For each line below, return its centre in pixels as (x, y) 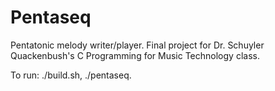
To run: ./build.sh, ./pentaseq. (71, 75)
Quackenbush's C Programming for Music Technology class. (135, 55)
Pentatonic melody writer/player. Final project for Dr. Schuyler (137, 45)
